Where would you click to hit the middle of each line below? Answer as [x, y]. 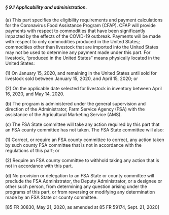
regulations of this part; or [32, 150]
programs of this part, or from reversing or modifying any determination [80, 192]
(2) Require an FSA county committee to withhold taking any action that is [82, 160]
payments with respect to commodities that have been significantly [75, 31]
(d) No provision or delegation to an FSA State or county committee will [80, 175]
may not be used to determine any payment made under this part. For [78, 52]
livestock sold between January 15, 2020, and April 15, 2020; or [72, 78]
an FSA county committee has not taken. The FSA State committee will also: [84, 129]
